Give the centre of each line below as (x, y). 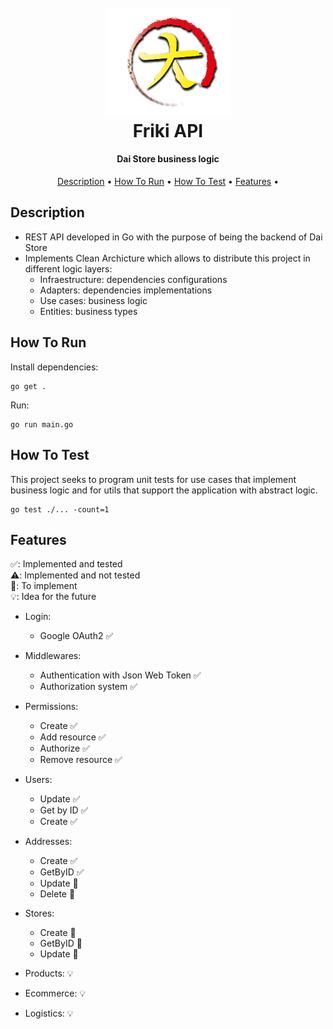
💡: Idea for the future (53, 597)
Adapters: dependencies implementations (126, 290)
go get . (28, 386)
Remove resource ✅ (81, 760)
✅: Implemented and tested (66, 564)
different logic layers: (68, 268)
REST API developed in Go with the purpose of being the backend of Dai (173, 237)
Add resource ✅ (73, 737)
